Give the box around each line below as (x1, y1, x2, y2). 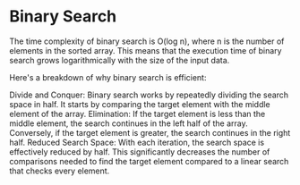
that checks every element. (9, 165, 110, 176)
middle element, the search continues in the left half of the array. (9, 118, 248, 129)
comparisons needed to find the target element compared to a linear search (9, 156, 289, 166)
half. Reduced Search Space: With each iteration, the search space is (9, 137, 265, 147)
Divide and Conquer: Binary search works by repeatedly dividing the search (9, 89, 289, 100)
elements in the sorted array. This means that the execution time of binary (9, 45, 282, 55)
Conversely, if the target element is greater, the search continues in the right (9, 127, 291, 138)
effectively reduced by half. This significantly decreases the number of (9, 146, 270, 157)
